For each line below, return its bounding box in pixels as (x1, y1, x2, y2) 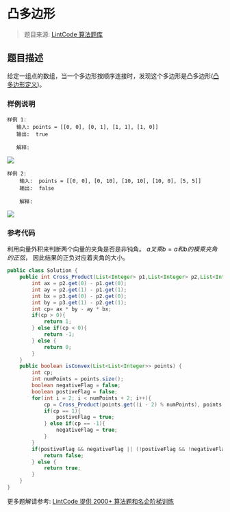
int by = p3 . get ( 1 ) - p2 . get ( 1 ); (31, 299, 127, 306)
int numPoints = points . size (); (31, 376, 125, 382)
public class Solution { (7, 267, 78, 274)
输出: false (19, 185, 55, 192)
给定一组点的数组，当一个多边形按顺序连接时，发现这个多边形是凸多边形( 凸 (7, 71, 220, 80)
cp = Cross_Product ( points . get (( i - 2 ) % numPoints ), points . (43, 401, 225, 408)
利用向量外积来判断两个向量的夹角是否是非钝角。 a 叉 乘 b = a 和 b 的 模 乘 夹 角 (7, 245, 218, 254)
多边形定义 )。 (7, 80, 46, 88)
